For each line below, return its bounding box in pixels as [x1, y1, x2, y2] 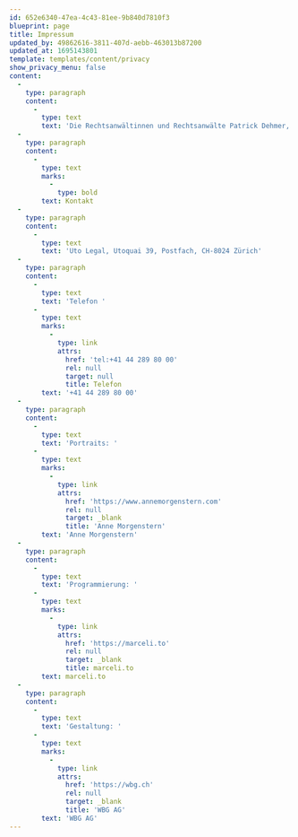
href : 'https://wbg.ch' [65, 780, 154, 789]
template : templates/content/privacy [9, 55, 150, 64]
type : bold [56, 188, 98, 197]
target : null [65, 371, 115, 381]
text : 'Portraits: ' [41, 439, 118, 448]
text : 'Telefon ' [41, 297, 106, 306]
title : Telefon [65, 380, 123, 389]
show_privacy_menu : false [9, 64, 106, 73]
